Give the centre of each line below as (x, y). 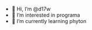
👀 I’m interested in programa (46, 15)
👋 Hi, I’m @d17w (31, 9)
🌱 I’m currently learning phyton (49, 21)
